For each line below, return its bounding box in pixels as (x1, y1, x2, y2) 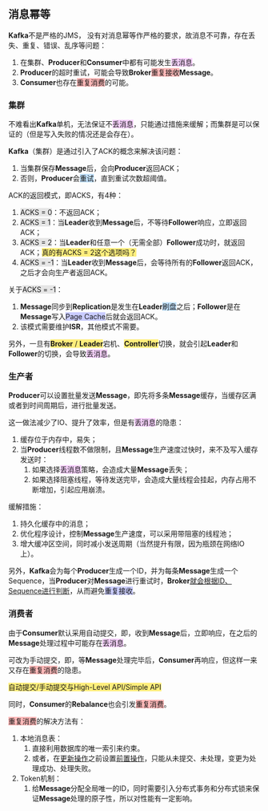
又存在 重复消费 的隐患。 (8, 665, 86, 675)
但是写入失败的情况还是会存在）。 (29, 129, 138, 139)
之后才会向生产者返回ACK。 (19, 268, 112, 278)
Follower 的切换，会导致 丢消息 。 (8, 349, 115, 359)
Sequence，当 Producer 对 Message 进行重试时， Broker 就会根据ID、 (8, 576, 232, 586)
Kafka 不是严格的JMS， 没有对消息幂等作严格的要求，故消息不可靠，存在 (8, 30, 249, 40)
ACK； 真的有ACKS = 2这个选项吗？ (19, 248, 137, 257)
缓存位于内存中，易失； (19, 435, 98, 444)
